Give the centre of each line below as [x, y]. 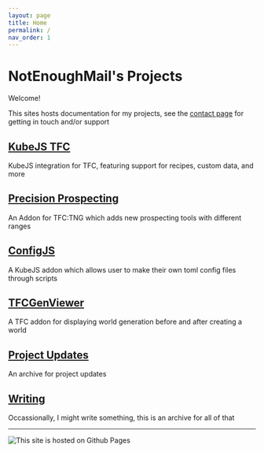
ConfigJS [32, 251]
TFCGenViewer [46, 303]
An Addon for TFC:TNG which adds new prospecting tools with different [125, 217]
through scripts [33, 278]
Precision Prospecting [64, 199]
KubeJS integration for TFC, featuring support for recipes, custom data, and [131, 165]
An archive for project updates [57, 374]
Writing [27, 399]
